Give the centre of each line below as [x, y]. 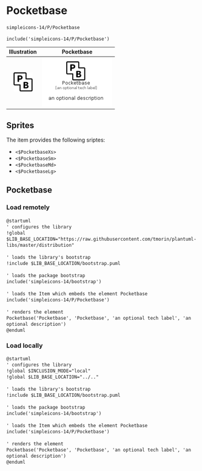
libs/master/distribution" [40, 245]
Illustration [23, 52]
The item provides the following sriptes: [56, 140]
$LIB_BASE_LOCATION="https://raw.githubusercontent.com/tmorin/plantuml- [102, 239]
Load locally [25, 345]
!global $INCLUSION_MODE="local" [49, 371]
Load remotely [28, 207]
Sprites [20, 125]
